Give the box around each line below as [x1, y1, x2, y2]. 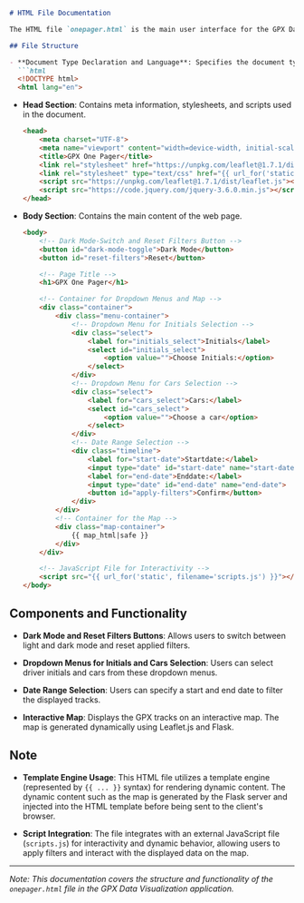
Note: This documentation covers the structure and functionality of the [9, 873, 274, 884]
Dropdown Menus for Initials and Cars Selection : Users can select [22, 657, 273, 668]
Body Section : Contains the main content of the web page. [22, 211, 242, 221]
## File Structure [9, 41, 79, 50]
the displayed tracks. [22, 694, 101, 705]
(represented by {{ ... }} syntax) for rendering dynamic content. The [22, 781, 286, 792]
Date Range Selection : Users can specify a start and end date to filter [22, 684, 283, 695]
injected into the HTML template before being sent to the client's [22, 800, 264, 811]
